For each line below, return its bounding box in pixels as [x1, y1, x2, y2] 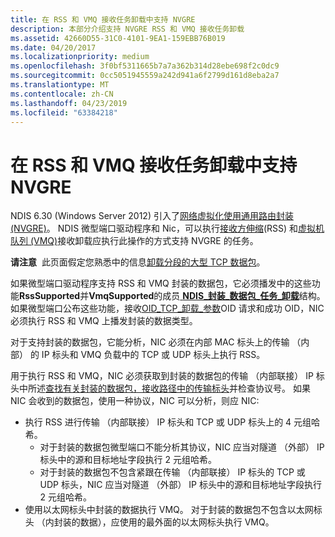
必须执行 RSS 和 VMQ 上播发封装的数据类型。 [10, 315, 198, 327]
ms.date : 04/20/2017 [10, 42, 97, 53]
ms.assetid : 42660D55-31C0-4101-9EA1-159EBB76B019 [10, 33, 226, 43]
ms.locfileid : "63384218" [10, 107, 118, 118]
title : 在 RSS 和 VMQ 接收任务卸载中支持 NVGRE [10, 14, 196, 25]
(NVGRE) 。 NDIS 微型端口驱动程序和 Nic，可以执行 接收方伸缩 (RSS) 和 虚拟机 [10, 222, 325, 235]
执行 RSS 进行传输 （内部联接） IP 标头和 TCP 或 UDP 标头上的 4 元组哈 [24, 416, 321, 428]
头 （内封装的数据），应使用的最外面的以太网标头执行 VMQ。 [24, 516, 275, 528]
